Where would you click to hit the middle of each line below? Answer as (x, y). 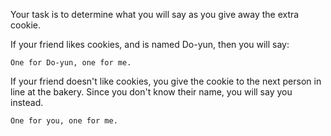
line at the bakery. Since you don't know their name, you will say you (151, 92)
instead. (27, 102)
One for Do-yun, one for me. (71, 63)
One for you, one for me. (64, 121)
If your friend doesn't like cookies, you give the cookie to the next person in (166, 81)
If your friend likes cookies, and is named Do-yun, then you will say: (150, 44)
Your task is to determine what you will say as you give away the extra (155, 14)
